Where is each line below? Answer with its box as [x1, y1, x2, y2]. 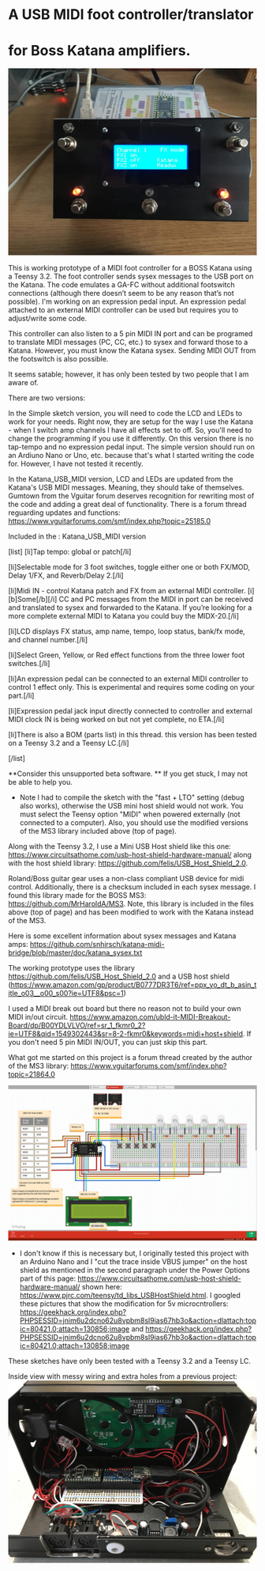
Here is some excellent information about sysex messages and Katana [8, 931, 237, 941]
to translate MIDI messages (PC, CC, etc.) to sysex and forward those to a [8, 338, 248, 347]
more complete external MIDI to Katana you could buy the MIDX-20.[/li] [8, 611, 239, 621]
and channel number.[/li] [8, 635, 88, 645]
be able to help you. [8, 778, 73, 787]
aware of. [8, 378, 39, 388]
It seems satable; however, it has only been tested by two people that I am [8, 369, 249, 379]
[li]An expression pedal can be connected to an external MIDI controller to [8, 674, 248, 683]
